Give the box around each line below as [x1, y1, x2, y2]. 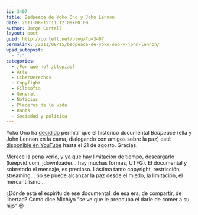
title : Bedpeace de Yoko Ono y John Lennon [6, 14, 115, 20]
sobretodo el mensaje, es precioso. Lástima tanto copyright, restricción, [6, 166, 181, 173]
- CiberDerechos [11, 74, 51, 80]
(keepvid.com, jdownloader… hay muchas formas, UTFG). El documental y [6, 159, 187, 167]
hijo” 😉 [6, 202, 24, 210]
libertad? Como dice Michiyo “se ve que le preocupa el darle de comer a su [6, 196, 190, 203]
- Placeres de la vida [11, 102, 67, 108]
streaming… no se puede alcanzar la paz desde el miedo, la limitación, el [6, 172, 183, 179]
